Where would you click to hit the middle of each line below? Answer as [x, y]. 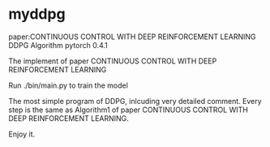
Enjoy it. [22, 134]
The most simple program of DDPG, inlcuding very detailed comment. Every [135, 101]
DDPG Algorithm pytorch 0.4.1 [58, 45]
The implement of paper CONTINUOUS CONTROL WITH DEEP [113, 61]
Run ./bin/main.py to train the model [68, 85]
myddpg [37, 14]
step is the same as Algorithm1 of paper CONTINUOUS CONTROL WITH [129, 110]
